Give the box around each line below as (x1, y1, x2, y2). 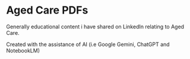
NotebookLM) (6, 47, 40, 54)
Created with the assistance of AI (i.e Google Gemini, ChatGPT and (6, 41, 170, 48)
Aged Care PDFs (6, 4, 88, 17)
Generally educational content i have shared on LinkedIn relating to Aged (6, 23, 185, 30)
